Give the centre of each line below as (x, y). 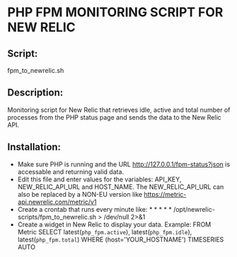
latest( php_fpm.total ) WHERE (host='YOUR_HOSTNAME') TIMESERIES (121, 239)
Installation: (34, 147)
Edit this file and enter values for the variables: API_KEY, (99, 179)
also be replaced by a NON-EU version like (80, 194)
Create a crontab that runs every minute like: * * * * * (94, 209)
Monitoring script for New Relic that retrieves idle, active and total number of (119, 110)
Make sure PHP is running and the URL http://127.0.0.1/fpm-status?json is (124, 164)
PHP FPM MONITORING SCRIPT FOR (115, 12)
